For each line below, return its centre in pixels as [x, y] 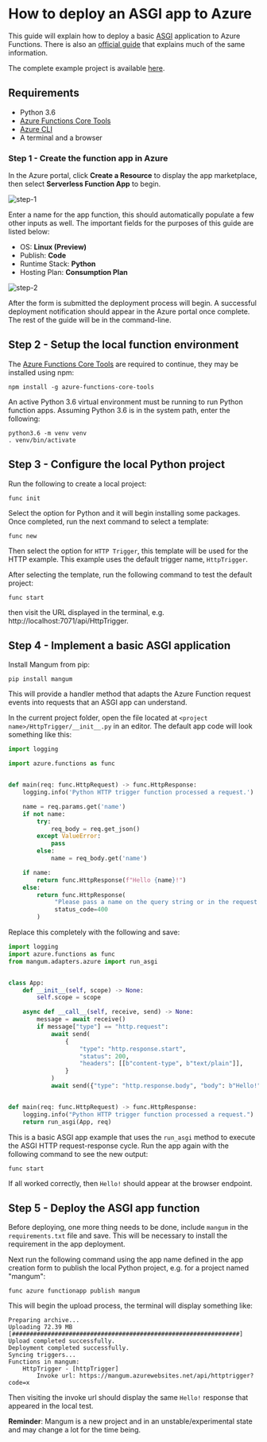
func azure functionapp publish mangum [74, 1291]
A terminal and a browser [61, 137]
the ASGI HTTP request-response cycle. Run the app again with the [118, 1146]
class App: [26, 983]
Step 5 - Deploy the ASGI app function [104, 1208]
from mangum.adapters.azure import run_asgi [83, 961]
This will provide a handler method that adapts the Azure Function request [130, 694]
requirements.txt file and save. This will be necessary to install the [118, 1235]
